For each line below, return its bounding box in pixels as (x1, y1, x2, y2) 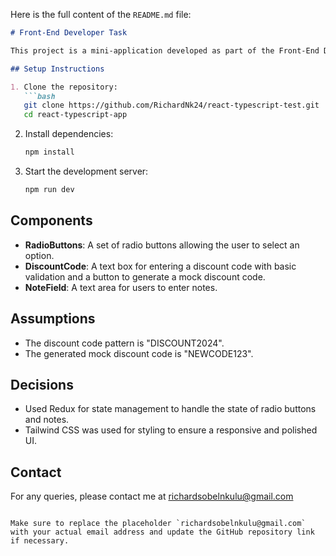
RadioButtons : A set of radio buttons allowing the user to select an (24, 239, 300, 251)
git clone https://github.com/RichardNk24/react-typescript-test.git (23, 100, 320, 111)
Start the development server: (24, 165, 149, 177)
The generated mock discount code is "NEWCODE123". (24, 347, 254, 359)
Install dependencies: (24, 128, 114, 140)
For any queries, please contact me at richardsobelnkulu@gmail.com (10, 490, 294, 503)
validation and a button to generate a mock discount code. (24, 270, 266, 283)
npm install (24, 147, 75, 158)
